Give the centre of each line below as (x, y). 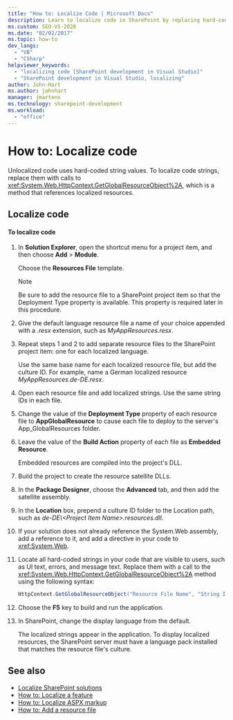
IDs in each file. (40, 400)
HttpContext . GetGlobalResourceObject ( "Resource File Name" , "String (119, 594)
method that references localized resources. (71, 192)
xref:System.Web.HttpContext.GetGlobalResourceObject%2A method (117, 574)
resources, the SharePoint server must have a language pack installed (118, 642)
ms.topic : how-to (33, 40)
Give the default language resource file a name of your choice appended (121, 323)
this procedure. (39, 310)
